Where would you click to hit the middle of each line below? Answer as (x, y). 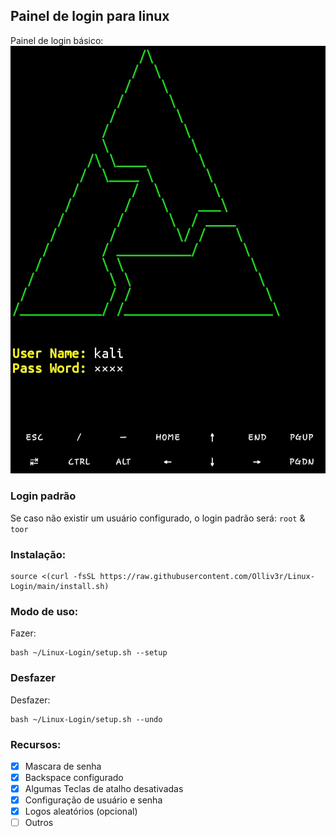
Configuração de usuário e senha (93, 800)
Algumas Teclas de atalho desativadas (104, 789)
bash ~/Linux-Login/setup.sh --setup (89, 653)
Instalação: (38, 554)
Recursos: (36, 744)
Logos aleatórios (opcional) (81, 811)
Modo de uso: (44, 611)
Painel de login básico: (57, 40)
